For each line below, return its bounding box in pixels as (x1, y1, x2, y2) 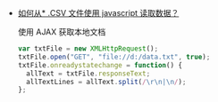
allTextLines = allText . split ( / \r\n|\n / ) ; (26, 77, 187, 86)
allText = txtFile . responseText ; (26, 69, 151, 78)
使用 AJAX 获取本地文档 (17, 27, 106, 37)
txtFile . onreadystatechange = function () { (17, 60, 183, 69)
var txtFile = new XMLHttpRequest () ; (17, 44, 159, 53)
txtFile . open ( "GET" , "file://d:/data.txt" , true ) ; (17, 52, 211, 61)
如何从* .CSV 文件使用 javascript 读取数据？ (17, 8, 180, 18)
